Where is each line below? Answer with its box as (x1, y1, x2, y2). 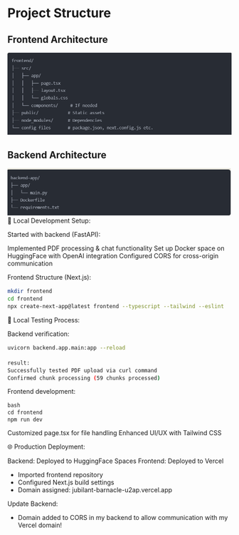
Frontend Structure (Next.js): (7, 273, 92, 282)
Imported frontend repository (17, 471, 103, 479)
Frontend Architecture (7, 34, 108, 46)
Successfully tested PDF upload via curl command (7, 367, 158, 374)
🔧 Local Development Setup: (7, 216, 91, 225)
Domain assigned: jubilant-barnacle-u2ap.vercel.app (17, 486, 173, 494)
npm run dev (7, 416, 43, 424)
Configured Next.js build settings (17, 478, 115, 486)
